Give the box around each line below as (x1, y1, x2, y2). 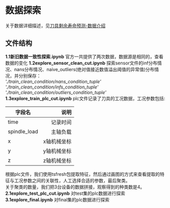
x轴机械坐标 (43, 137, 72, 145)
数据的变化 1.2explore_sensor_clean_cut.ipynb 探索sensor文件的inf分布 (5, 60, 158, 66)
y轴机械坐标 (43, 147, 72, 154)
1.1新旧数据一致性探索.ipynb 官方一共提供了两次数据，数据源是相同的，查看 (5, 53, 164, 59)
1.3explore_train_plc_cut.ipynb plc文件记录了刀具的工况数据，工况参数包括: (5, 95, 165, 101)
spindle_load (8, 128, 38, 135)
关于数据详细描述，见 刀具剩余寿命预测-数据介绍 (5, 22, 106, 29)
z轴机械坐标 (43, 157, 72, 164)
